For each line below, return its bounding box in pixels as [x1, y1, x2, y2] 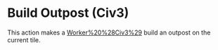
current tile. [7, 35, 41, 44]
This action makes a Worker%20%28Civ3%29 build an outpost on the [7, 28, 211, 37]
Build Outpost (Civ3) [7, 5, 129, 21]
